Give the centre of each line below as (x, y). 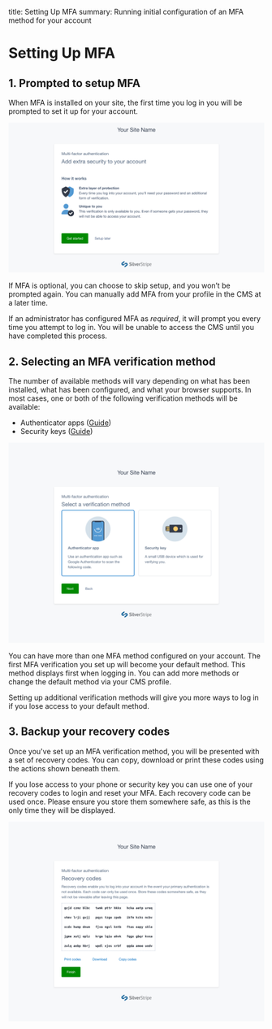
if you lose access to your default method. (79, 706)
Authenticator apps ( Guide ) (66, 423)
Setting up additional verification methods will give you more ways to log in (134, 697)
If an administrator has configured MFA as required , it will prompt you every (135, 319)
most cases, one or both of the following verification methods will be (123, 398)
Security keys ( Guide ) (56, 432)
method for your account (50, 20)
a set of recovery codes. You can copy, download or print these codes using (136, 760)
